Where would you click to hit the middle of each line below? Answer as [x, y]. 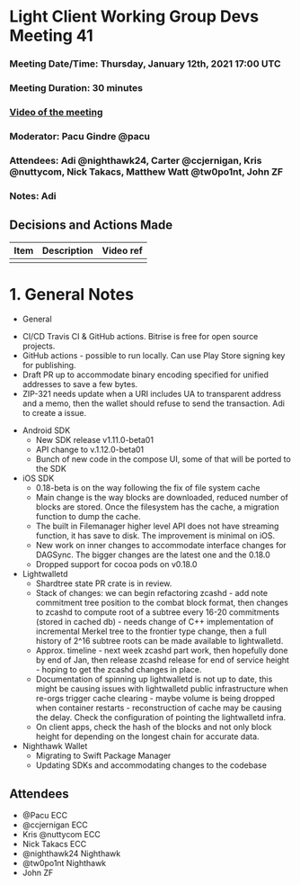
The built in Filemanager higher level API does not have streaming [157, 526]
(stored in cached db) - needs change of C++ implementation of [154, 622]
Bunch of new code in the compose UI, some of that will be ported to [163, 459]
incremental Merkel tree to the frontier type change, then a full [151, 631]
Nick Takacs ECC [54, 844]
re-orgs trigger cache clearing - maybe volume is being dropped [155, 699]
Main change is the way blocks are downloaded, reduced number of [162, 498]
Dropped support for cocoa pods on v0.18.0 [116, 564]
